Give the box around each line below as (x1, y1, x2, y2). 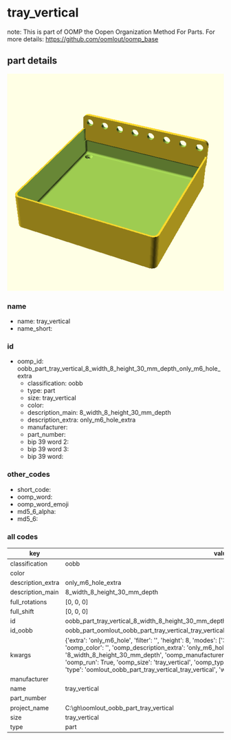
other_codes (7, 470, 50, 480)
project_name (10, 703, 49, 712)
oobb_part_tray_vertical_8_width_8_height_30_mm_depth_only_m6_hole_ (16, 364, 221, 373)
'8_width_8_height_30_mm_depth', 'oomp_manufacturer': (65, 650, 228, 659)
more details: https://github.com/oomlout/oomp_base (7, 34, 159, 43)
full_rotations (10, 597, 47, 606)
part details (7, 55, 58, 67)
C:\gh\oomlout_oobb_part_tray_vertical (65, 703, 174, 712)
